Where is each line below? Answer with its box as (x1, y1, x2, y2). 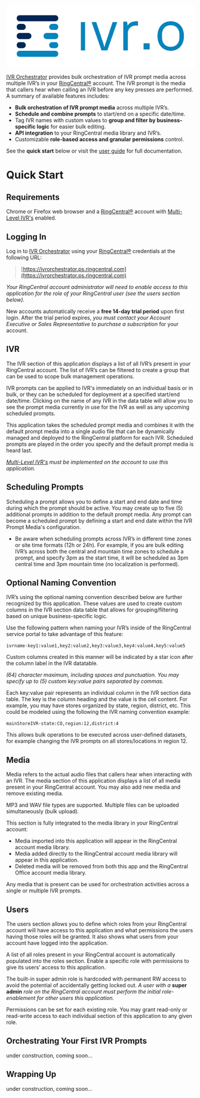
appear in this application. (14, 856, 79, 863)
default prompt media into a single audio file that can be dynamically (6, 427, 175, 435)
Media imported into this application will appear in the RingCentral (14, 837, 177, 845)
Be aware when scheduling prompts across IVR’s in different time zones (14, 535, 192, 542)
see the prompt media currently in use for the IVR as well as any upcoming (6, 403, 190, 410)
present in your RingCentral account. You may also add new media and (6, 783, 181, 791)
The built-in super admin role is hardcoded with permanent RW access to (6, 975, 187, 983)
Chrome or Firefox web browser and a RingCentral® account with (6, 208, 167, 215)
